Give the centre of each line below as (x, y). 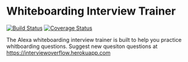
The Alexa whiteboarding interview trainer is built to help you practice (94, 40)
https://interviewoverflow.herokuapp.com (58, 52)
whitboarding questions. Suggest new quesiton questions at (82, 46)
